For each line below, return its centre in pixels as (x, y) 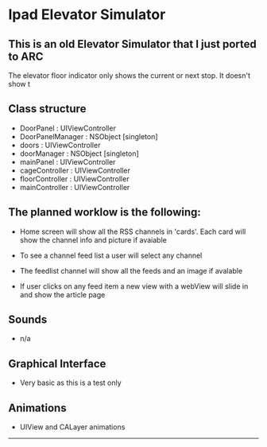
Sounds (28, 320)
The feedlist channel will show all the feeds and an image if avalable (131, 270)
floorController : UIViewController (74, 179)
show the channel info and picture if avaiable (93, 239)
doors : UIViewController (60, 145)
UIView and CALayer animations (72, 427)
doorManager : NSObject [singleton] (79, 154)
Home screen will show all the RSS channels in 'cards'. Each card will (133, 231)
